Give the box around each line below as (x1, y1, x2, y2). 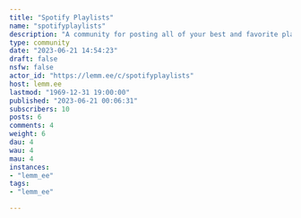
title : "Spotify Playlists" (9, 13, 115, 22)
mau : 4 (9, 154, 34, 163)
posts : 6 (9, 113, 42, 122)
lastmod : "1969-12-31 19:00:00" (9, 88, 130, 96)
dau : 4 (9, 138, 34, 147)
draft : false (9, 54, 58, 63)
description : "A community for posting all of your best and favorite (9, 29, 279, 38)
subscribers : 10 (9, 105, 70, 113)
